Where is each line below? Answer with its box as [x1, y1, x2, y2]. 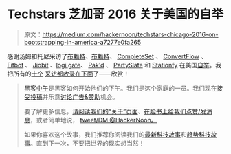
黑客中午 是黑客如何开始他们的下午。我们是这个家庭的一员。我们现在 [23, 84, 217, 92]
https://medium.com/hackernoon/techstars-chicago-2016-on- [42, 30, 219, 38]
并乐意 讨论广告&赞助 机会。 [42, 92, 119, 100]
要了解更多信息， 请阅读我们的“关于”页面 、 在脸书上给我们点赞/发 [23, 107, 207, 115]
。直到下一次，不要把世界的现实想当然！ [30, 139, 145, 147]
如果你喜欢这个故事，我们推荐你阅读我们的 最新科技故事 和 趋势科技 [23, 130, 211, 138]
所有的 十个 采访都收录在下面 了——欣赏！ [12, 69, 129, 78]
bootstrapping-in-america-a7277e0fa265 [23, 38, 142, 46]
